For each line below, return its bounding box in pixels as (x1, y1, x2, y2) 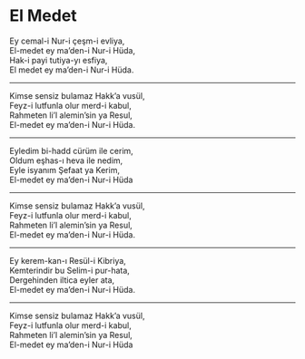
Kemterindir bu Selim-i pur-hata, (9, 265, 130, 276)
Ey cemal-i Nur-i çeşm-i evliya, (9, 35, 125, 46)
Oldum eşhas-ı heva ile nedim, (9, 155, 123, 166)
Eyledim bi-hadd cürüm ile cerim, (9, 145, 133, 156)
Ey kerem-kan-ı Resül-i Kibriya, (9, 255, 127, 266)
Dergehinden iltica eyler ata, (9, 274, 115, 286)
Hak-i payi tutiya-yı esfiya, (9, 54, 108, 65)
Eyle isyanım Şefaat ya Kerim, (9, 164, 121, 175)
